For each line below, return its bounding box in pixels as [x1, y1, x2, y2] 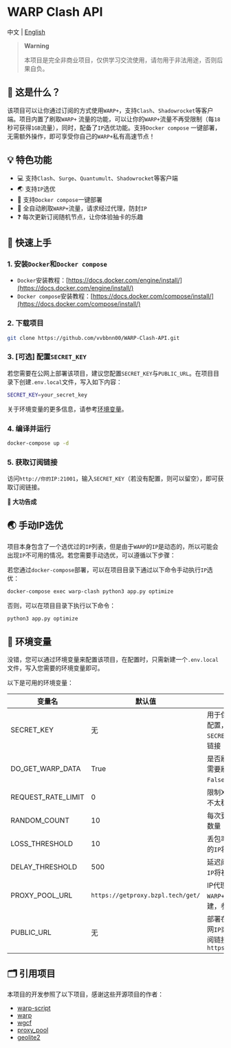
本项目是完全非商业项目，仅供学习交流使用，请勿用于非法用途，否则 [23, 56, 217, 64]
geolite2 [16, 1034, 41, 1042]
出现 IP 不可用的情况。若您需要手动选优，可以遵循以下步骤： [7, 551, 177, 559]
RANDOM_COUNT [10, 816, 70, 825]
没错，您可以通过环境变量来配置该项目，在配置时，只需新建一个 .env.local [7, 656, 219, 664]
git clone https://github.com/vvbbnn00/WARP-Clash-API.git [7, 334, 180, 341]
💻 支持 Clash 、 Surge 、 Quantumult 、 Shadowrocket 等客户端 [16, 174, 179, 182]
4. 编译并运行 [7, 423, 52, 433]
